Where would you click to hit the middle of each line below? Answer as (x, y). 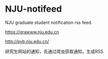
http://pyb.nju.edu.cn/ (27, 41)
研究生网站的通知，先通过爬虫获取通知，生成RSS (54, 51)
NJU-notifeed (33, 9)
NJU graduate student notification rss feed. (49, 22)
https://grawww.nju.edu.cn (32, 32)
